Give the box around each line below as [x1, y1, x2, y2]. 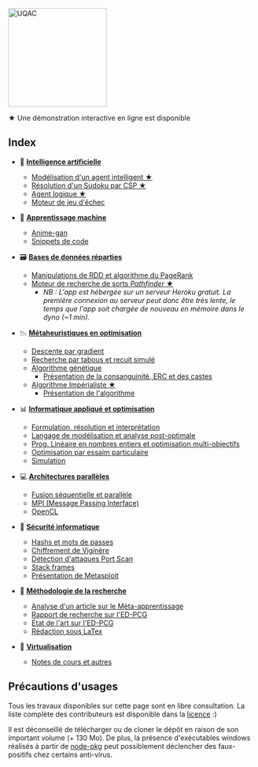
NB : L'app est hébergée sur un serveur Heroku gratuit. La [42, 287, 231, 297]
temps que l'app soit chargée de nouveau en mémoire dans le [42, 304, 245, 313]
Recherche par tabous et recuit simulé [31, 354, 156, 364]
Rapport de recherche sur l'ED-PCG [31, 609, 148, 619]
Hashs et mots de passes [31, 537, 114, 547]
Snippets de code [31, 236, 89, 245]
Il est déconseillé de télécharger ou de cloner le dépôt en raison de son [8, 724, 239, 734]
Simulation [31, 455, 66, 465]
